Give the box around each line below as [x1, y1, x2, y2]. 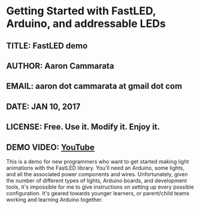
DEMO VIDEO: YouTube [6, 142, 95, 152]
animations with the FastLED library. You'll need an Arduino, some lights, [6, 164, 184, 171]
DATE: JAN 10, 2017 [6, 102, 81, 112]
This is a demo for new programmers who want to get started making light [6, 158, 189, 165]
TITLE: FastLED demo [6, 41, 88, 51]
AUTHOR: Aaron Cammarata [6, 61, 114, 71]
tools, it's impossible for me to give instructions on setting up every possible [6, 183, 195, 190]
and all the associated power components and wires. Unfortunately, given [6, 170, 188, 177]
